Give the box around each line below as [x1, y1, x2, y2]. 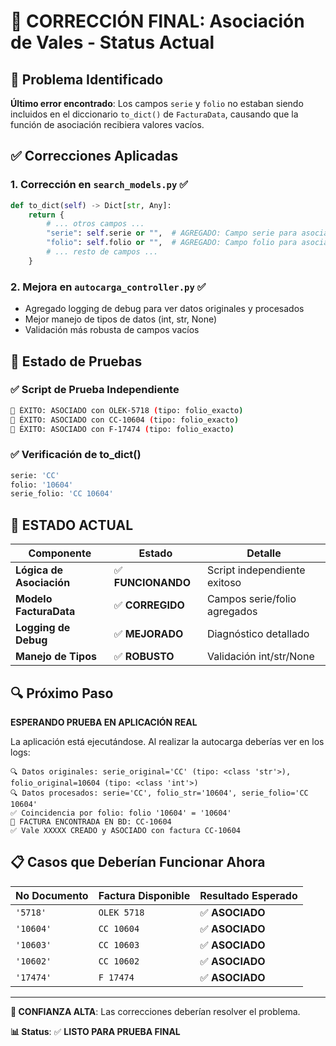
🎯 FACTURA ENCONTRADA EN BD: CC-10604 [10, 816, 172, 827]
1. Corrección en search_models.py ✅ [10, 178, 189, 192]
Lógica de [15, 563, 64, 577]
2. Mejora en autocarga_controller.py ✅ [10, 280, 207, 294]
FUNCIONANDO [113, 576, 191, 590]
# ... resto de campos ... [46, 247, 159, 257]
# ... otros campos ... [46, 219, 145, 229]
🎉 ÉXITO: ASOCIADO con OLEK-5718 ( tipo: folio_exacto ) [10, 405, 244, 415]
